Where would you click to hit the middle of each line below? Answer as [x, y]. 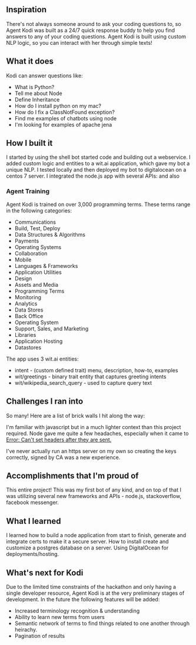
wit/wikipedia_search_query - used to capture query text [83, 382]
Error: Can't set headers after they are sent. [59, 440]
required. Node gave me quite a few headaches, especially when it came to [97, 433]
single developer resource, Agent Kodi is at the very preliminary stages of [95, 593]
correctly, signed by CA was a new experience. [63, 457]
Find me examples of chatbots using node [65, 118]
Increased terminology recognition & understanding [77, 611]
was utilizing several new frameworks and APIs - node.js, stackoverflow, [94, 496]
